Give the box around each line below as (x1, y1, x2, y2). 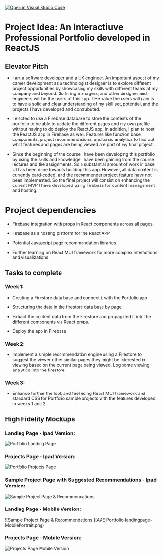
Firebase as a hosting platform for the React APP (12, 230, 110, 236)
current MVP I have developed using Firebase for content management (12, 183, 155, 188)
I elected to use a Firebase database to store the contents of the (12, 116, 142, 121)
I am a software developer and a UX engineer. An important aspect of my (12, 75, 159, 81)
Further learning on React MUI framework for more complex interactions (12, 249, 158, 255)
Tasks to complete (5, 269, 62, 277)
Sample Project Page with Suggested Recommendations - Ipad (5, 476, 157, 483)
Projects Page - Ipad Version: (5, 453, 76, 460)
